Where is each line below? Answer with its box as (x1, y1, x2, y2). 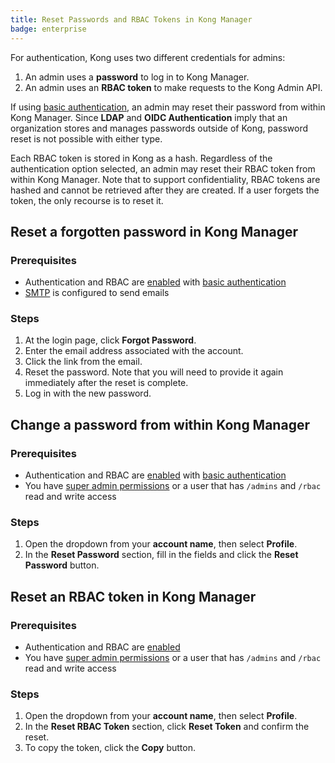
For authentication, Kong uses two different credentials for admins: (10, 51, 286, 63)
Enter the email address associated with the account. (24, 345, 244, 357)
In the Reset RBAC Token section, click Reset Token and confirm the (24, 721, 310, 733)
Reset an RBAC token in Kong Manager (10, 588, 257, 605)
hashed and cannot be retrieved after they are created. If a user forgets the (10, 184, 320, 196)
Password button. (24, 559, 100, 571)
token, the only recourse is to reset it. (10, 194, 164, 206)
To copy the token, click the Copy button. (24, 742, 196, 754)
